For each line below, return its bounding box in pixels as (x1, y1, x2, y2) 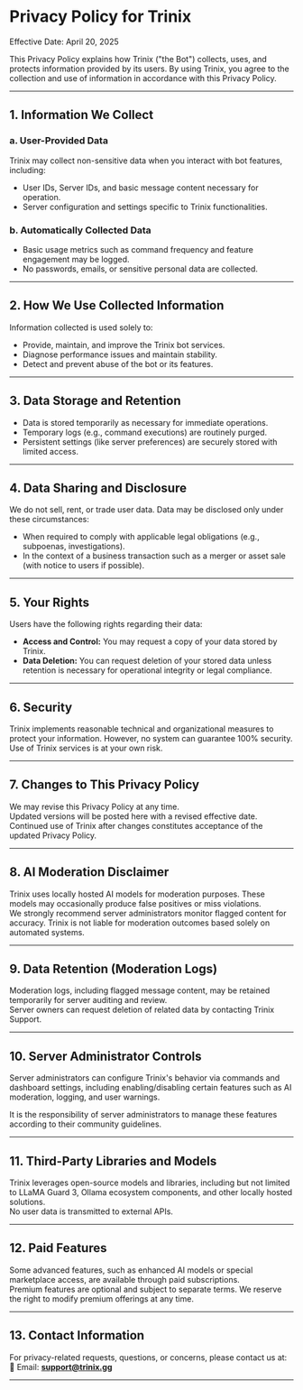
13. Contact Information (9, 1328, 145, 1343)
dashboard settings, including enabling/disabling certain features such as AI (9, 1082, 292, 1093)
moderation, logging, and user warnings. (9, 1091, 161, 1102)
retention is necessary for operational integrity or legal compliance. (22, 665, 272, 676)
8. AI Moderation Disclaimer (9, 864, 170, 880)
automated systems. (9, 926, 86, 937)
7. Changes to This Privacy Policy (9, 778, 200, 793)
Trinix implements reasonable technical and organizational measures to (9, 723, 274, 734)
